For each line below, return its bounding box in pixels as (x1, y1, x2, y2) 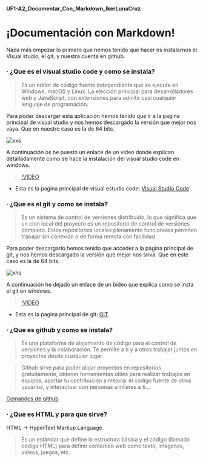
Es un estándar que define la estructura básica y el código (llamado (21, 435, 190, 443)
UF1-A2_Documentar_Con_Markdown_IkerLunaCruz (6, 5, 141, 12)
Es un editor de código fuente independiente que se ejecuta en (21, 81, 179, 88)
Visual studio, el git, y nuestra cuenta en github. (6, 52, 125, 60)
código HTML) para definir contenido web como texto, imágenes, (21, 442, 185, 449)
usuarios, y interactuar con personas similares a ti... (21, 383, 150, 391)
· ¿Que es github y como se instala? (6, 326, 113, 334)
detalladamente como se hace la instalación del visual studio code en (6, 155, 180, 162)
